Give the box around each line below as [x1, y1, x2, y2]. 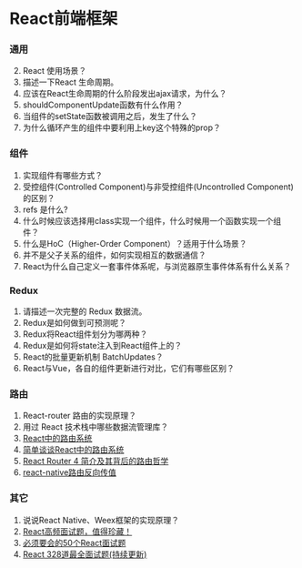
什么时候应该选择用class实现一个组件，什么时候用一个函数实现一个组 [22, 215, 282, 226]
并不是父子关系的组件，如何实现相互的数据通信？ [22, 249, 206, 260]
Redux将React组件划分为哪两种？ [22, 329, 148, 340]
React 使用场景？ [22, 66, 87, 76]
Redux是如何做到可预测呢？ [22, 318, 127, 329]
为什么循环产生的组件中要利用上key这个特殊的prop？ [22, 122, 221, 133]
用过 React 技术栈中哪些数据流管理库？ [22, 421, 169, 432]
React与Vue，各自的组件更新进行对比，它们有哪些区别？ [22, 363, 235, 374]
